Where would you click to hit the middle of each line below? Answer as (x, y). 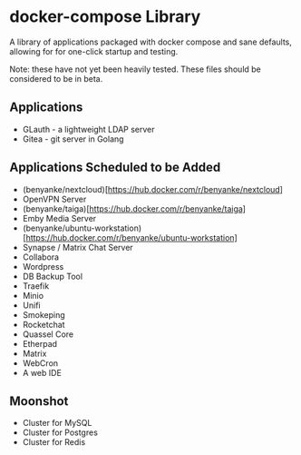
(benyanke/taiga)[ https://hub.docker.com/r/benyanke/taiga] (134, 208)
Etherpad (39, 343)
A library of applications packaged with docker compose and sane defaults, (151, 42)
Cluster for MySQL (57, 423)
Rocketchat (44, 324)
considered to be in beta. (56, 78)
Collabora (41, 257)
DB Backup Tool (53, 276)
